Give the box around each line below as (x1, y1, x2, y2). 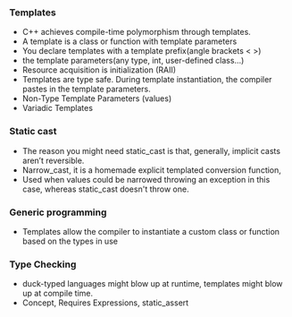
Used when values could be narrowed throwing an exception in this (21, 174, 271, 184)
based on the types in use (21, 236, 119, 246)
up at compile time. (21, 288, 94, 299)
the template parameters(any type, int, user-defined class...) (21, 56, 245, 66)
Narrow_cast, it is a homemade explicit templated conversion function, (21, 164, 281, 176)
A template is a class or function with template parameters (21, 36, 238, 47)
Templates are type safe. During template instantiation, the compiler (21, 74, 272, 85)
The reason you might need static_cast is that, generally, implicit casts (21, 145, 281, 156)
